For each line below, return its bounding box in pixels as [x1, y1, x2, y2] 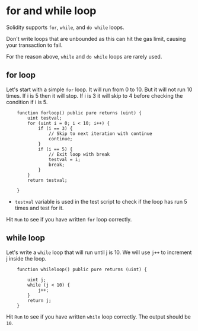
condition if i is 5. [6, 98, 48, 105]
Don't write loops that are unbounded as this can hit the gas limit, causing [6, 35, 186, 42]
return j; [27, 297, 52, 303]
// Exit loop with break [48, 151, 110, 158]
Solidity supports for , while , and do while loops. [6, 24, 124, 31]
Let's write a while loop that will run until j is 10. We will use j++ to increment [6, 249, 192, 256]
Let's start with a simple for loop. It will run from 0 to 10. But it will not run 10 [6, 86, 193, 93]
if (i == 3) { [37, 126, 73, 131]
